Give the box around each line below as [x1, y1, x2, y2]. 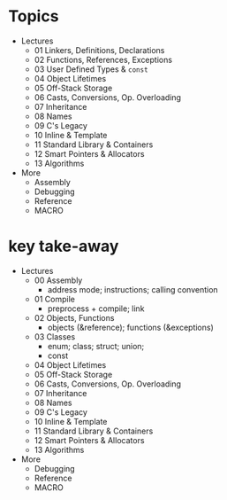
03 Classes [34, 331, 76, 342]
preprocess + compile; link [47, 303, 145, 314]
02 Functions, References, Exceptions [34, 54, 173, 65]
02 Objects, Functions [34, 312, 115, 323]
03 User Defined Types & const [34, 64, 148, 74]
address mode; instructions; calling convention [47, 284, 218, 294]
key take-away [8, 237, 119, 256]
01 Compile [34, 293, 76, 304]
